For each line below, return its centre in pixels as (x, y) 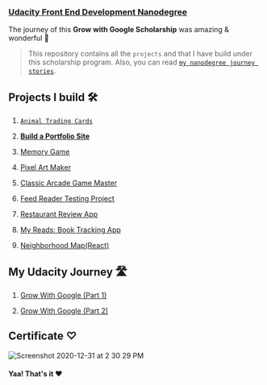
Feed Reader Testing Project (67, 199)
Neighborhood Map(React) (65, 246)
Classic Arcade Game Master (69, 183)
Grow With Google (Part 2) (64, 310)
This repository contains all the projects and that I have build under (140, 54)
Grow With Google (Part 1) (63, 295)
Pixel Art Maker (45, 168)
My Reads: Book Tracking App (70, 230)
